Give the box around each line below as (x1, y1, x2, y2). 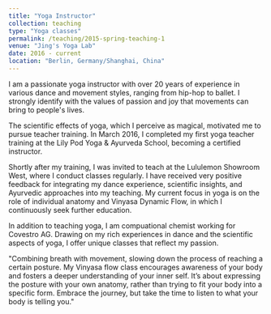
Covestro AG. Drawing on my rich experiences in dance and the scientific (8, 229, 254, 239)
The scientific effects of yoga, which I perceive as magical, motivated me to (8, 121, 261, 130)
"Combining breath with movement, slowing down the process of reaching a (8, 253, 264, 263)
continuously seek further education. (8, 205, 132, 214)
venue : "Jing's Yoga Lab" (8, 42, 96, 50)
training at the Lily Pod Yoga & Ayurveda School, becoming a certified (8, 138, 241, 147)
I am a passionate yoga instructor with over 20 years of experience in (8, 78, 241, 89)
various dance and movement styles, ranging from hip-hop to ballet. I (8, 87, 240, 97)
